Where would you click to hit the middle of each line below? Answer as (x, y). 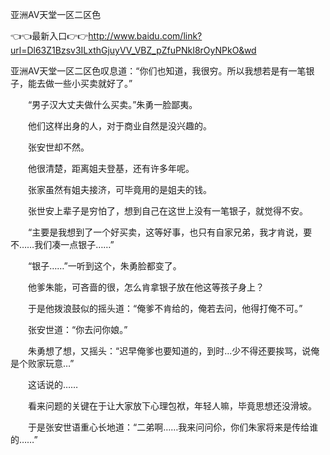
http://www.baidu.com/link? (145, 36)
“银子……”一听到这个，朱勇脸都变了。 (104, 266)
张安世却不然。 (58, 147)
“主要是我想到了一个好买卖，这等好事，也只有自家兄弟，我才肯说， (165, 232)
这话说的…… (53, 384)
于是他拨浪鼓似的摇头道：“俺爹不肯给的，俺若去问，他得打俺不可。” (165, 308)
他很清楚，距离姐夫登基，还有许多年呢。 (111, 168)
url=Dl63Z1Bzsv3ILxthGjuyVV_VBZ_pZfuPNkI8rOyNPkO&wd (133, 50)
